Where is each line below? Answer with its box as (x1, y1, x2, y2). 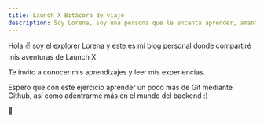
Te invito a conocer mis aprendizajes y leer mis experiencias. (8, 67, 206, 77)
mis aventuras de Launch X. (8, 52, 98, 61)
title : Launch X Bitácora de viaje (8, 11, 125, 20)
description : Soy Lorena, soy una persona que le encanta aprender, (8, 19, 237, 27)
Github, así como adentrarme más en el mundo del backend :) (8, 91, 208, 100)
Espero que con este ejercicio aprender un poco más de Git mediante (8, 82, 233, 92)
